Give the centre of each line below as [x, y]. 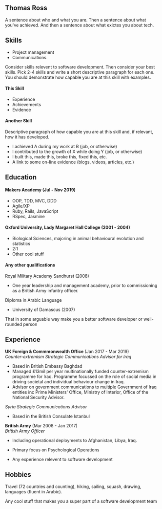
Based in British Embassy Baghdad [47, 366]
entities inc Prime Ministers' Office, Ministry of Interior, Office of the [80, 392]
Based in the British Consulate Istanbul [51, 416]
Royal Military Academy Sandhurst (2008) [47, 276]
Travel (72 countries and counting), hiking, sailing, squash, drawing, [73, 487]
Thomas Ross [26, 8]
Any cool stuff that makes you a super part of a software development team [81, 501]
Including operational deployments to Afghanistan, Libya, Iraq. [74, 440]
